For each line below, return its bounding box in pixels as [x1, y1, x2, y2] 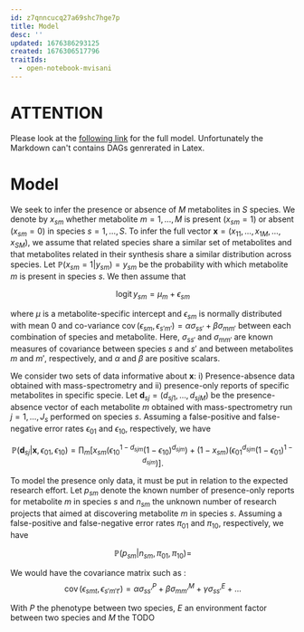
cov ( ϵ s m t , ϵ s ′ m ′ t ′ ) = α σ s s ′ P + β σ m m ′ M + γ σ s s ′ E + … [63, 581, 242, 596]
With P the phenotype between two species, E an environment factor [10, 603, 268, 614]
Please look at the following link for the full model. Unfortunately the [10, 132, 264, 143]
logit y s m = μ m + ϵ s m [115, 288, 191, 302]
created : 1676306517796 [10, 47, 100, 56]
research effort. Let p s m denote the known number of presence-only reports [10, 484, 295, 498]
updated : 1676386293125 [10, 38, 100, 48]
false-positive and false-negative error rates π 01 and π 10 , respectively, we [10, 518, 284, 531]
